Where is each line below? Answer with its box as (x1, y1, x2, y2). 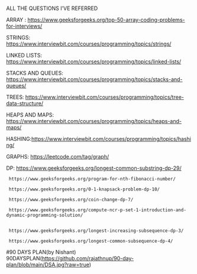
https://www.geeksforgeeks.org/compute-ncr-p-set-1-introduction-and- (8, 207, 186, 213)
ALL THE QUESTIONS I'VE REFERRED (6, 5, 98, 12)
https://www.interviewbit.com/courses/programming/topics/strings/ (6, 40, 172, 47)
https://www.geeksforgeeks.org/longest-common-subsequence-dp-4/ (8, 238, 173, 244)
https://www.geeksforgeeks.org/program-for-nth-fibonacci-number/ (8, 176, 176, 182)
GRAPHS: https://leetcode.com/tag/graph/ (6, 153, 109, 160)
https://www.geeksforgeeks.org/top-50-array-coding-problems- (27, 17, 185, 24)
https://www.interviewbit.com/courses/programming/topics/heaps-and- (6, 118, 182, 125)
